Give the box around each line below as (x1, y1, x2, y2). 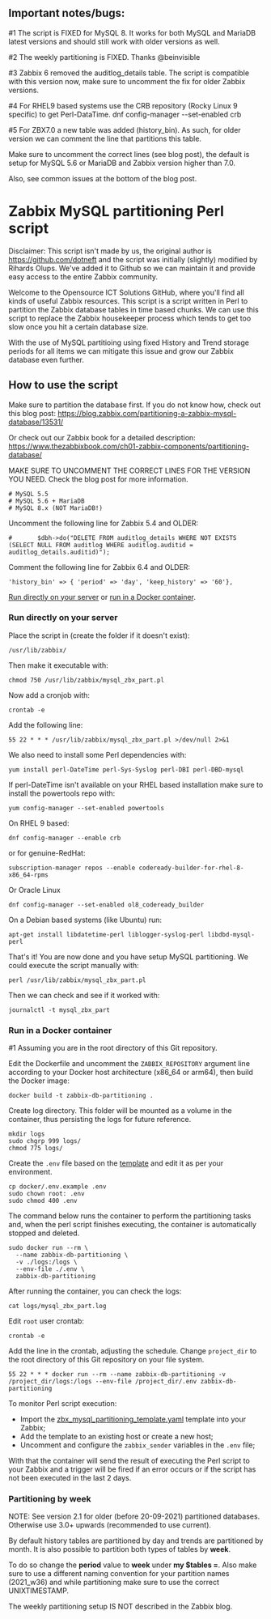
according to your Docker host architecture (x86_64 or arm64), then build (8, 1068, 253, 1077)
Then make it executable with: (8, 660, 109, 670)
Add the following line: (8, 720, 83, 729)
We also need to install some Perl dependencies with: (8, 750, 187, 759)
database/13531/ (8, 417, 64, 427)
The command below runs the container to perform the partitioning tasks (8, 1211, 252, 1221)
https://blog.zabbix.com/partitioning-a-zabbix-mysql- (57, 408, 237, 418)
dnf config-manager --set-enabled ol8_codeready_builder (8, 900, 205, 909)
